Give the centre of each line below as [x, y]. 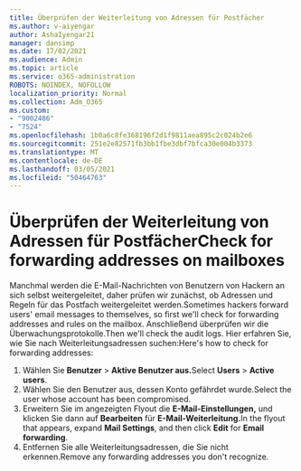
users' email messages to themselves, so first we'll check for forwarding [144, 315]
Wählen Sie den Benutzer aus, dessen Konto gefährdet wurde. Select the [157, 390]
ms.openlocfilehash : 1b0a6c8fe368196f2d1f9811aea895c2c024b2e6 [131, 136]
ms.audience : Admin [46, 60]
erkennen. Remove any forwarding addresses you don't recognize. [146, 457]
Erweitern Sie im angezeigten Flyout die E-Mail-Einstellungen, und [147, 409]
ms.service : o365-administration [72, 77]
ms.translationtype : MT [54, 152]
